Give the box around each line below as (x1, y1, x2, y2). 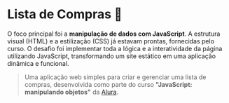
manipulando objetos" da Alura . (24, 88, 119, 96)
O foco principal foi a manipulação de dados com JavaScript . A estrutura (7, 29, 221, 38)
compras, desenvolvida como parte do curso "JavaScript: (24, 80, 193, 88)
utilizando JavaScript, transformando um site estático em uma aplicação (7, 52, 216, 60)
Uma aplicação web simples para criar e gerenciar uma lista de (24, 73, 207, 81)
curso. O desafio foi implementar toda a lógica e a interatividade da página (7, 44, 223, 53)
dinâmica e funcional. (7, 59, 69, 67)
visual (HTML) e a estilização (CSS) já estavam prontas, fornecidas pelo (7, 36, 215, 45)
